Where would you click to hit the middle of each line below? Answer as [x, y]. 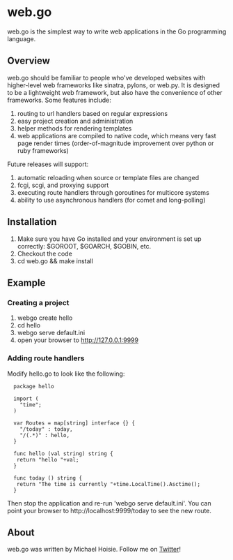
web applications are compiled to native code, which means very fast [116, 135]
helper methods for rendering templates [74, 128]
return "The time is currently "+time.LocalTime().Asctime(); [108, 484]
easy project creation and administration [75, 121]
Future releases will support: [48, 164]
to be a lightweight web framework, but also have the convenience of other [115, 92]
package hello [34, 386]
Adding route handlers [46, 358]
